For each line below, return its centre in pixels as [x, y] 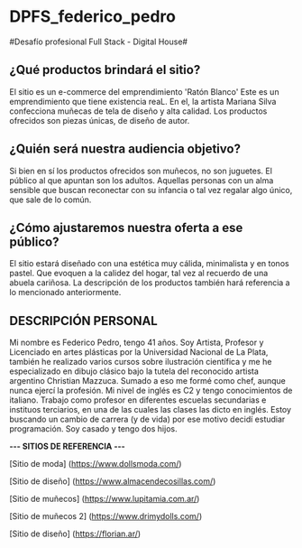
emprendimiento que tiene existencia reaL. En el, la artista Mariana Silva [143, 101]
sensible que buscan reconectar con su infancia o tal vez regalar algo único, [151, 190]
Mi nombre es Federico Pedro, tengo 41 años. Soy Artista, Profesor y [137, 343]
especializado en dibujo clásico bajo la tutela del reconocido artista [134, 371]
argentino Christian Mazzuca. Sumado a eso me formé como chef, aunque [148, 381]
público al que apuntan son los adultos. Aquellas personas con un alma [142, 180]
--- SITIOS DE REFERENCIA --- [68, 446]
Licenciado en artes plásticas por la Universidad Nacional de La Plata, [139, 352]
